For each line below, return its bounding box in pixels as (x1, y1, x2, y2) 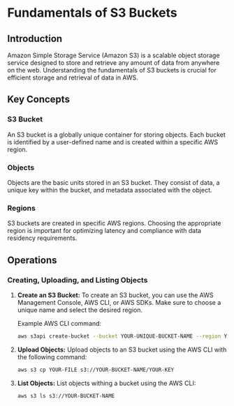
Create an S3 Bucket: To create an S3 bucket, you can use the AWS (17, 291, 214, 299)
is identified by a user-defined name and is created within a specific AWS (7, 137, 219, 146)
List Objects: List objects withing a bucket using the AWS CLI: (17, 379, 196, 387)
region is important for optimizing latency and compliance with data (7, 227, 201, 235)
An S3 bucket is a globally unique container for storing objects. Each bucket (7, 130, 226, 139)
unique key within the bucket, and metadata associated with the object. (7, 186, 212, 194)
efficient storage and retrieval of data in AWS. (7, 73, 138, 82)
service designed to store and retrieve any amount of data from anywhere (7, 59, 220, 67)
